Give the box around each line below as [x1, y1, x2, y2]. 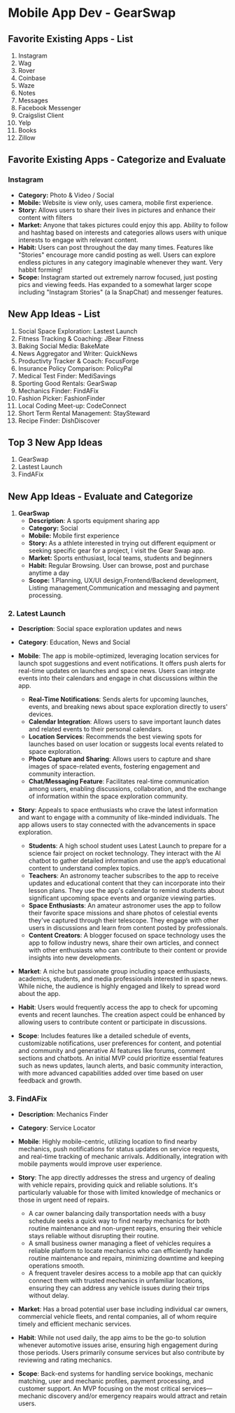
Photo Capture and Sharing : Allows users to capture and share [28, 755, 211, 763]
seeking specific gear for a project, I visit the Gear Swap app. [28, 546, 206, 555]
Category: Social [28, 524, 78, 533]
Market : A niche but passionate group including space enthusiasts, [17, 967, 212, 976]
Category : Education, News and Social [17, 638, 131, 646]
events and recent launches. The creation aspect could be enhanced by [17, 1011, 226, 1019]
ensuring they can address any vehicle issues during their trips [28, 1283, 210, 1292]
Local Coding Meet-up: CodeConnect [17, 402, 127, 410]
